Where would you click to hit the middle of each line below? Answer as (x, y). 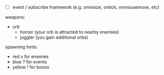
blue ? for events (30, 62)
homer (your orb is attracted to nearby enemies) (69, 32)
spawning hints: (21, 47)
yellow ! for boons (31, 67)
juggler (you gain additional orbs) (54, 37)
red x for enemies (30, 57)
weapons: (15, 17)
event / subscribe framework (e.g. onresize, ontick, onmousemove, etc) (86, 7)
